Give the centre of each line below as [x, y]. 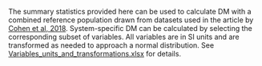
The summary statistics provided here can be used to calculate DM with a [130, 12]
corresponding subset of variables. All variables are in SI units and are [124, 37]
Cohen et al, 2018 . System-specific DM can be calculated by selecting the [130, 28]
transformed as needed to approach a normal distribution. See [111, 45]
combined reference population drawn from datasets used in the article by [131, 20]
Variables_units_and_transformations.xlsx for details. [95, 54]
